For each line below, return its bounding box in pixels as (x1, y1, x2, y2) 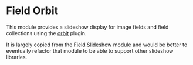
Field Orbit (6, 4, 59, 18)
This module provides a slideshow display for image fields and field (6, 23, 169, 30)
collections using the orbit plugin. (6, 29, 87, 36)
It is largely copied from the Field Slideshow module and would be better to (6, 41, 188, 48)
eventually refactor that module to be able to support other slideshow (6, 47, 174, 54)
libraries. (6, 53, 28, 60)
